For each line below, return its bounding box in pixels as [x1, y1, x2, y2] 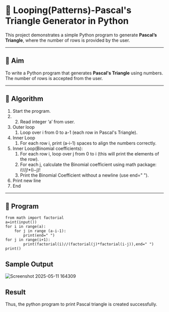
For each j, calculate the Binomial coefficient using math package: [20, 161, 157, 168]
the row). [20, 156, 39, 162]
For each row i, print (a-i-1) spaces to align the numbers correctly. [20, 140, 157, 146]
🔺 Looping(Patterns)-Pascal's [5, 5, 132, 16]
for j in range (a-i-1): [14, 228, 66, 233]
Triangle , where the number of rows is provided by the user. [5, 37, 130, 43]
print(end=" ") [23, 233, 55, 238]
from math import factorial [5, 215, 64, 220]
